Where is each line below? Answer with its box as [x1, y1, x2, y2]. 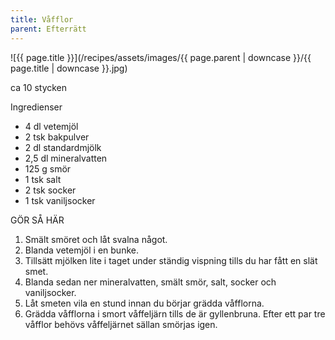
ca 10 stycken [10, 81, 68, 93]
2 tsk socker [24, 184, 77, 196]
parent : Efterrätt [10, 24, 87, 34]
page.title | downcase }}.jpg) [10, 62, 128, 74]
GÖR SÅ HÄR [10, 214, 65, 226]
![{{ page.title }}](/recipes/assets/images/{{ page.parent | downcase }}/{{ [10, 51, 312, 63]
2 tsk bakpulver [24, 131, 90, 143]
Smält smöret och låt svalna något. [24, 233, 168, 245]
